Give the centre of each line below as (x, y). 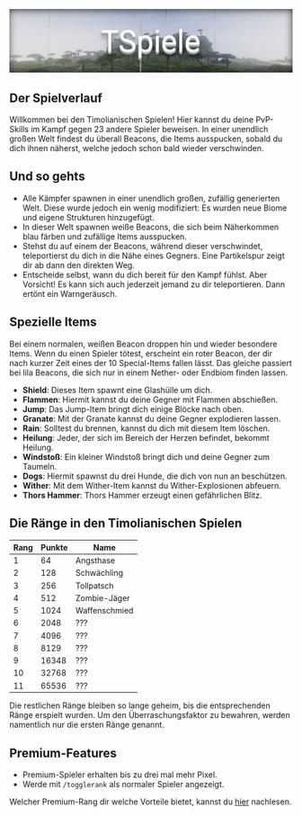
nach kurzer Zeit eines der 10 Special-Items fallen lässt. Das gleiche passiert (151, 363)
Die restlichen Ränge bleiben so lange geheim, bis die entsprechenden (140, 705)
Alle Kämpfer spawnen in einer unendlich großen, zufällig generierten (151, 198)
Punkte (54, 547)
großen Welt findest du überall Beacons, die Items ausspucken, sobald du (146, 139)
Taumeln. (40, 466)
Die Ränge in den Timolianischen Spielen (126, 523)
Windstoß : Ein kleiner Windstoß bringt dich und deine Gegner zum (146, 457)
